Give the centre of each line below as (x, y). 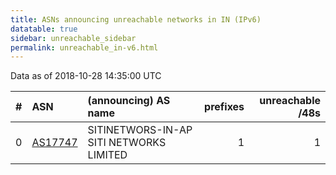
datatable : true (44, 29)
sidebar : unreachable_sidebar (73, 38)
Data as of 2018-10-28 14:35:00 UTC (86, 76)
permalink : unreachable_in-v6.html (84, 47)
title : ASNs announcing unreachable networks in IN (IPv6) (136, 19)
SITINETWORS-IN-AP (140, 130)
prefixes (224, 107)
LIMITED (107, 155)
